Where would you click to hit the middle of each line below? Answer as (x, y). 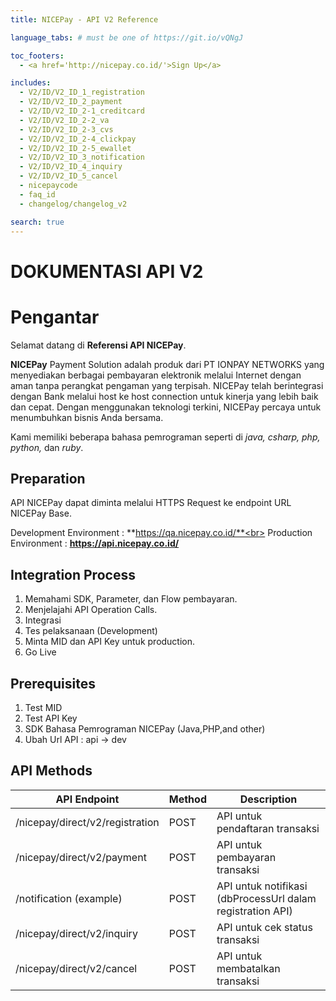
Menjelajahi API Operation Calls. (91, 610)
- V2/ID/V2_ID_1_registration (82, 92)
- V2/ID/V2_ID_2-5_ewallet (75, 148)
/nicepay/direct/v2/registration (87, 822)
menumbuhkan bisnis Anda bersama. (87, 417)
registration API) (254, 911)
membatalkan (248, 968)
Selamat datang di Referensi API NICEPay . (98, 345)
